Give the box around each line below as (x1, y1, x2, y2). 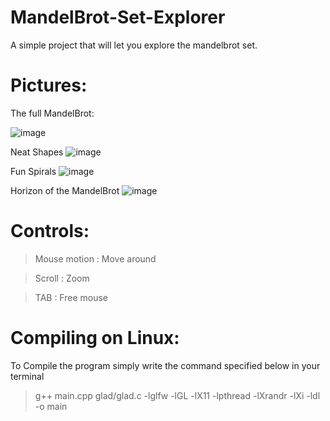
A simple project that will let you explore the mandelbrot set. (10, 39, 258, 51)
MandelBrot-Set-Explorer (10, 6, 226, 29)
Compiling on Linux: (10, 327, 180, 349)
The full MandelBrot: (10, 107, 95, 119)
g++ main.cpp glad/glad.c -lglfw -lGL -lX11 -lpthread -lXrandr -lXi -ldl (34, 389, 321, 401)
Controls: (10, 220, 90, 243)
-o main (34, 400, 68, 412)
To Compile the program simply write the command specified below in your (10, 359, 321, 371)
